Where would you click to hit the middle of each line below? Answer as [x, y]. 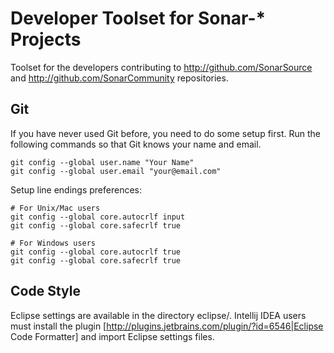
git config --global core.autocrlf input [98, 217]
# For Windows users [53, 243]
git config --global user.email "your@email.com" [116, 171]
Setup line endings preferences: [76, 189]
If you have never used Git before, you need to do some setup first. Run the [165, 133]
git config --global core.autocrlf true [96, 252]
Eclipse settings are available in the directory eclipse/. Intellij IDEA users [158, 315]
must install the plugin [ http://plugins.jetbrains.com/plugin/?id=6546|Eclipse [167, 326]
